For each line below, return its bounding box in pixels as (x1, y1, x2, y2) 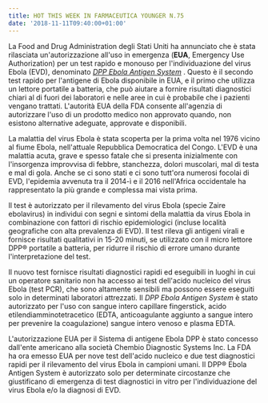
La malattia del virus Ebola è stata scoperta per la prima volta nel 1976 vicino (8, 133, 261, 143)
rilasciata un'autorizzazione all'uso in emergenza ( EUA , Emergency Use (8, 50, 245, 59)
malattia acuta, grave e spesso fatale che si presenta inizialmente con (8, 150, 238, 161)
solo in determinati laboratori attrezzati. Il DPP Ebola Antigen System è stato (8, 292, 258, 302)
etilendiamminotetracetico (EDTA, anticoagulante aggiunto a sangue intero (8, 310, 254, 320)
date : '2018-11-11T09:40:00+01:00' (8, 19, 127, 27)
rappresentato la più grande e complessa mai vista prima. (8, 185, 198, 194)
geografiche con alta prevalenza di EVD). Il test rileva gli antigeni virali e (8, 226, 246, 235)
